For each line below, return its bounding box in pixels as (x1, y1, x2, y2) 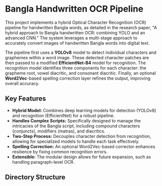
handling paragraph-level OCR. (12, 159, 75, 165)
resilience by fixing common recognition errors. (12, 149, 108, 154)
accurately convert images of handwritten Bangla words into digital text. (5, 40, 150, 46)
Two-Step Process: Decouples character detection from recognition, (12, 133, 151, 139)
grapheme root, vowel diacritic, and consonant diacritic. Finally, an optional (5, 70, 156, 76)
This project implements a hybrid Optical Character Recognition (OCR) (5, 19, 146, 25)
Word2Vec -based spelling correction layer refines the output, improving (5, 75, 151, 81)
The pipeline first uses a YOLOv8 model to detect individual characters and (5, 50, 157, 55)
